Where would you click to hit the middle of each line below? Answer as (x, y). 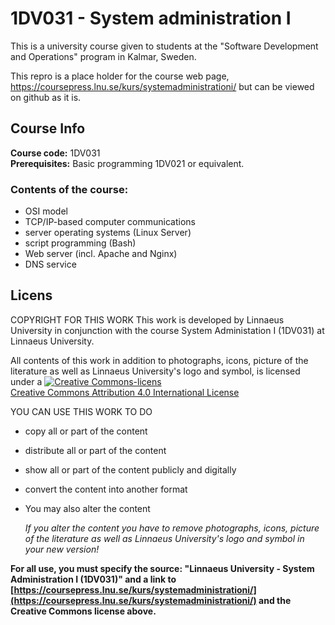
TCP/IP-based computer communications (110, 222)
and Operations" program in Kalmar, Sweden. (103, 56)
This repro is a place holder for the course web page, (120, 76)
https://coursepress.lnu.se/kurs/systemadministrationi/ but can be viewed (162, 86)
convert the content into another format (106, 489)
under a (26, 381)
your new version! (62, 549)
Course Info (48, 128)
